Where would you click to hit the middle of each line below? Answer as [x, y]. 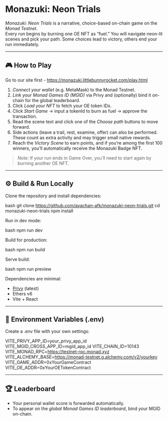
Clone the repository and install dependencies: [53, 196]
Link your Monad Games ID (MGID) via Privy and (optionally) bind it [82, 95]
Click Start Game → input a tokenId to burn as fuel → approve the [80, 111]
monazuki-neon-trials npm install [39, 211]
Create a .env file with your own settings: [47, 331]
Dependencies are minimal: [33, 278]
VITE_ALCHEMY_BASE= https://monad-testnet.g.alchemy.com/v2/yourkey [81, 357]
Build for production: [26, 240]
